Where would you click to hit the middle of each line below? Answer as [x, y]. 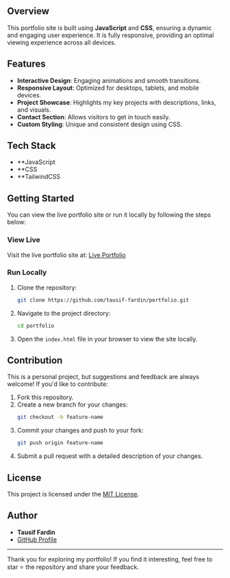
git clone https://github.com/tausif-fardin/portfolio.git [103, 300]
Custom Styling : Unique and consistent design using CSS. [100, 124]
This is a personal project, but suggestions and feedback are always [103, 377]
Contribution [35, 360]
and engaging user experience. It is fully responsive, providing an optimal [111, 35]
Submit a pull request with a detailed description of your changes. [110, 456]
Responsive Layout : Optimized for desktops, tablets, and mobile [108, 88]
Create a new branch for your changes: [72, 405]
